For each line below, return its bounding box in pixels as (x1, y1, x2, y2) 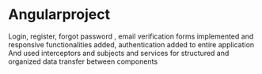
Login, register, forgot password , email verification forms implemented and (8, 31, 254, 41)
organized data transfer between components (8, 57, 158, 66)
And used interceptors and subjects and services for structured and (8, 48, 230, 57)
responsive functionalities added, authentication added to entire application (8, 39, 255, 49)
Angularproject (8, 6, 111, 24)
